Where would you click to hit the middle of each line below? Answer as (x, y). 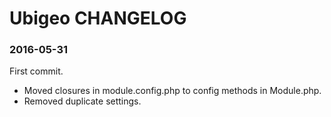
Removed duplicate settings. (82, 101)
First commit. (36, 71)
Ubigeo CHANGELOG (98, 18)
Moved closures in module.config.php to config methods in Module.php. (172, 91)
